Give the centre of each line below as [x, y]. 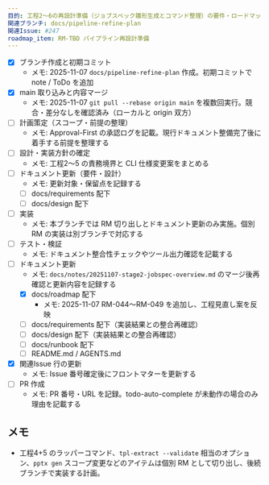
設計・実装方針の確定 [54, 153]
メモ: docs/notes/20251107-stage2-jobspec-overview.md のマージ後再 [145, 274]
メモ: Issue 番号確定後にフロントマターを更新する [114, 374]
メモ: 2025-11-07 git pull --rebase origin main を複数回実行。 [139, 102]
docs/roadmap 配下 [64, 294]
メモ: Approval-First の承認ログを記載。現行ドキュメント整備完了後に [146, 133]
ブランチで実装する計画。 [62, 473]
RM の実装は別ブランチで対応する [87, 234]
